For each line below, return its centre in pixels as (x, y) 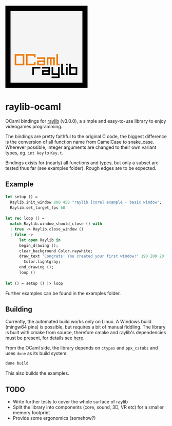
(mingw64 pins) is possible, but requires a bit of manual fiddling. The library (85, 327)
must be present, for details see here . (45, 338)
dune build (17, 363)
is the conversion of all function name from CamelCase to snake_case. (80, 142)
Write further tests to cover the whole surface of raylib (70, 402)
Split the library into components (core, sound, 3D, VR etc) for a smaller (88, 407)
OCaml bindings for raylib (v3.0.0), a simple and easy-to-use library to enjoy (86, 121)
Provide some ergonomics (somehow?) (54, 418)
